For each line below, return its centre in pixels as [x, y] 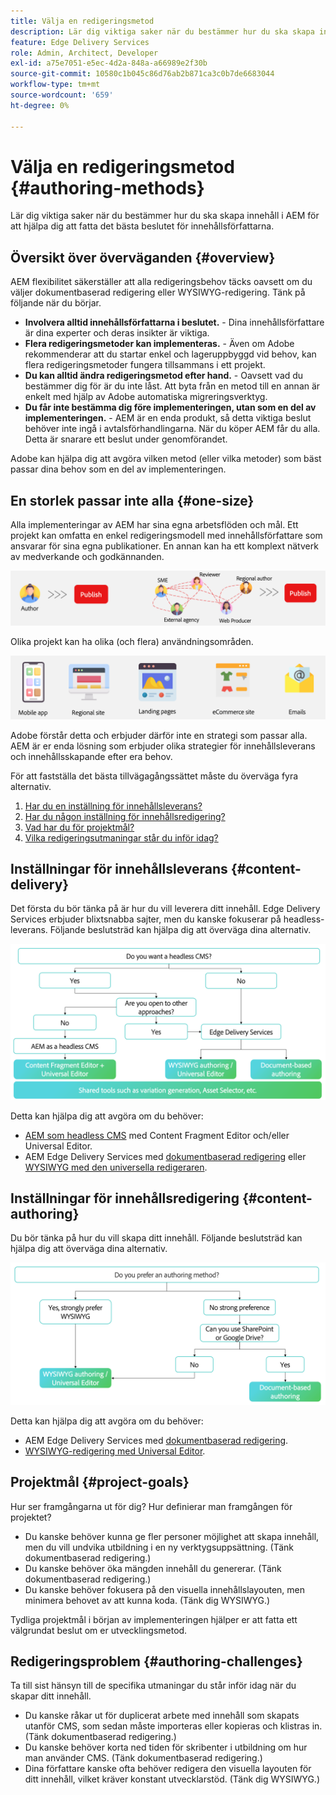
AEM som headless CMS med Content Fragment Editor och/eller [157, 1135]
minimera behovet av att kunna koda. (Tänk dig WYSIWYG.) [147, 1600]
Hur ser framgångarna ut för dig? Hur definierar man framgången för [151, 1506]
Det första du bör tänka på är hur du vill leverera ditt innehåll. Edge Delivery [165, 909]
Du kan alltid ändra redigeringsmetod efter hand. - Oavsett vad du [164, 376]
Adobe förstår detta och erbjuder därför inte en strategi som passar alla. [159, 735]
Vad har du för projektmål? [79, 827]
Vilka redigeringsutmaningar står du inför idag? [121, 837]
